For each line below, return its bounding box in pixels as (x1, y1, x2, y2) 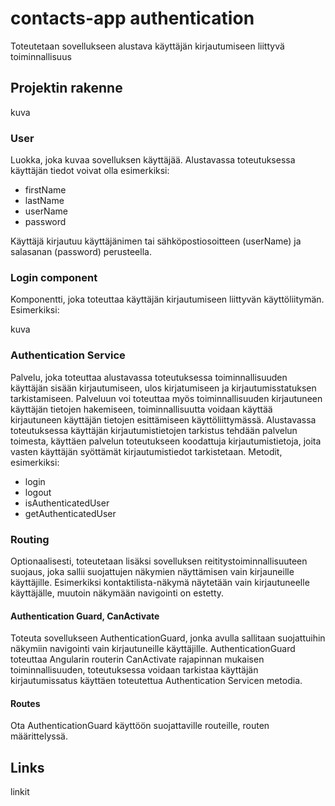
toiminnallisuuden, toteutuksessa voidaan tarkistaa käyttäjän (10, 664, 259, 676)
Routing (10, 532, 50, 546)
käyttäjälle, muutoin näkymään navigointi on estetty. (10, 587, 225, 599)
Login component (10, 270, 98, 284)
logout (24, 486, 52, 498)
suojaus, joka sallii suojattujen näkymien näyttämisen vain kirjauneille (10, 565, 295, 577)
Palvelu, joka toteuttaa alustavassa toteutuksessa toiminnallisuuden (10, 371, 288, 383)
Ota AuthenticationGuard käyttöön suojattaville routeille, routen (10, 720, 270, 732)
